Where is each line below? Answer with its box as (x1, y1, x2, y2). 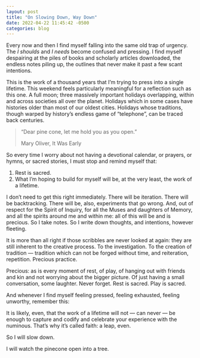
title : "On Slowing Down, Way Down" (6, 14, 97, 20)
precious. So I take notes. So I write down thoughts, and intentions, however (6, 219, 193, 226)
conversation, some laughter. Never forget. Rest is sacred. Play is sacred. (6, 280, 186, 287)
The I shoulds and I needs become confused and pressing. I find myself (6, 48, 183, 55)
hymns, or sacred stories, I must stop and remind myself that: (6, 158, 157, 165)
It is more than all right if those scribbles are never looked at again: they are (6, 237, 192, 244)
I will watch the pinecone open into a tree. (6, 345, 109, 353)
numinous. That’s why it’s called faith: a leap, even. (6, 322, 131, 329)
